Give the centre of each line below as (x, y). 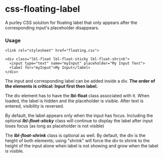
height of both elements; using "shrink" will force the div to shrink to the (77, 141)
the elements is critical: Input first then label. (51, 86)
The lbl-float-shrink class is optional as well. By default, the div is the (75, 135)
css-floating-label (43, 9)
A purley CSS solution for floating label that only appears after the (71, 23)
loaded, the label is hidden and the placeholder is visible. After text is (74, 101)
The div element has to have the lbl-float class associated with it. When (77, 96)
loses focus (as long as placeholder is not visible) (55, 126)
